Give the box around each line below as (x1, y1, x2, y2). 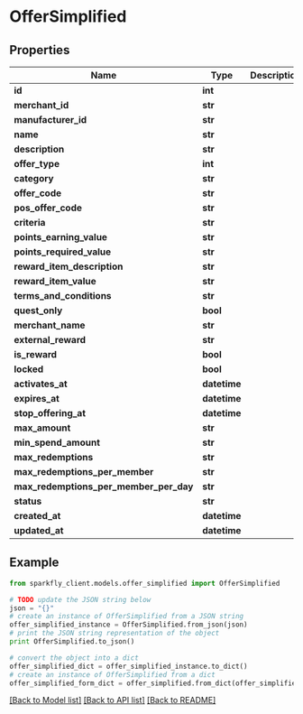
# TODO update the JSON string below (9, 595, 151, 604)
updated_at (14, 524, 64, 536)
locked (14, 363, 44, 376)
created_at (14, 510, 61, 522)
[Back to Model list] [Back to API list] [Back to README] (9, 695, 216, 706)
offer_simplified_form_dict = (9, 679, 124, 688)
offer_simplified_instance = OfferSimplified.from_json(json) (9, 620, 248, 629)
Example (9, 555, 60, 570)
